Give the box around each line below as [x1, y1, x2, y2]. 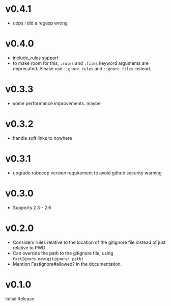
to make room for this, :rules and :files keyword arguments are [12, 60, 149, 66]
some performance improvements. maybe [12, 100, 101, 106]
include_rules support [12, 55, 59, 61]
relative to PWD [12, 244, 46, 250]
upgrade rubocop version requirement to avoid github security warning [12, 169, 162, 176]
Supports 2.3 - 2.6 [12, 205, 51, 211]
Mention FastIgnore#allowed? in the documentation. [12, 261, 122, 267]
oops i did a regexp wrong [12, 20, 68, 26]
